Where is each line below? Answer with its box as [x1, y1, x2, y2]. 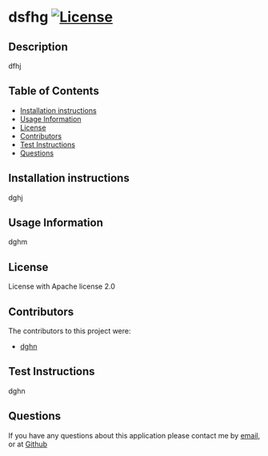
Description [8, 40, 68, 54]
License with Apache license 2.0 [8, 281, 116, 292]
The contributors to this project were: [8, 326, 131, 336]
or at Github [8, 439, 48, 449]
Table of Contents [8, 84, 100, 98]
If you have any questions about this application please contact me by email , [8, 430, 261, 440]
